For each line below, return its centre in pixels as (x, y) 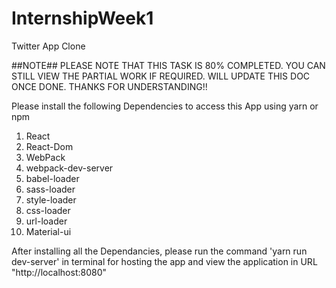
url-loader (46, 221)
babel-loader (52, 178)
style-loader (51, 199)
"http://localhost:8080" (59, 272)
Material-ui (48, 231)
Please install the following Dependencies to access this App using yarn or (165, 106)
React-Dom (49, 146)
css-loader (48, 210)
